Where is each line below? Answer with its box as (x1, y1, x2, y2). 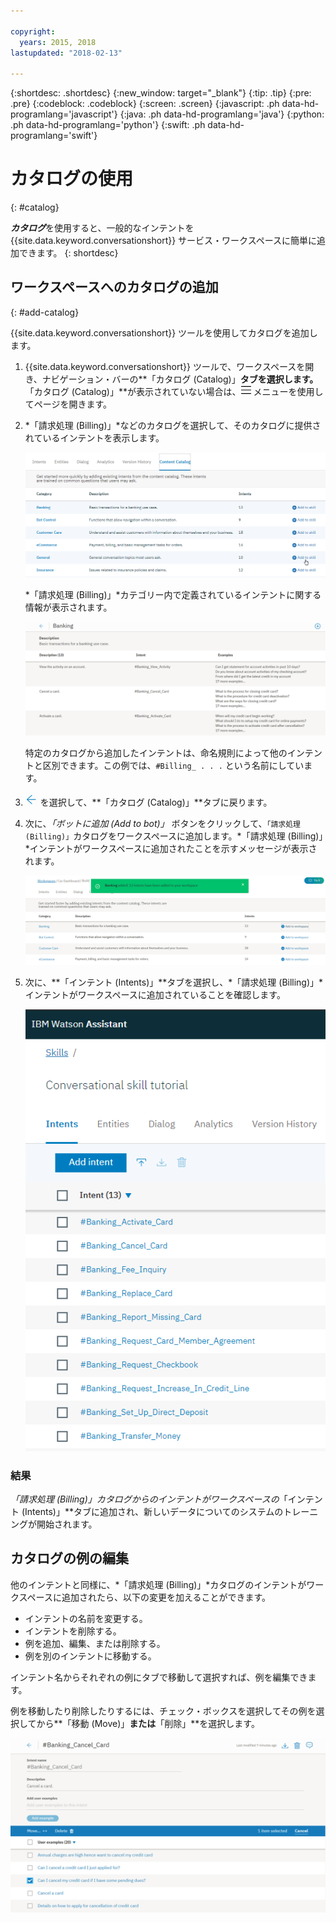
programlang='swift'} (10, 130, 98, 142)
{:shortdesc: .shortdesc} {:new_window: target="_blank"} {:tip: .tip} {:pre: (10, 87, 312, 99)
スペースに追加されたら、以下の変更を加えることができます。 (18, 1591, 272, 1603)
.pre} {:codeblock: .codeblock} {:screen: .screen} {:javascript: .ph (10, 98, 280, 110)
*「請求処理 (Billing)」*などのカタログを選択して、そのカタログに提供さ (24, 419, 322, 431)
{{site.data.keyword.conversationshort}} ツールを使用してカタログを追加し (10, 326, 318, 339)
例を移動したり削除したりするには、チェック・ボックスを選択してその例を (10, 1705, 317, 1717)
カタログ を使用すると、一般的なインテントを (10, 222, 195, 234)
